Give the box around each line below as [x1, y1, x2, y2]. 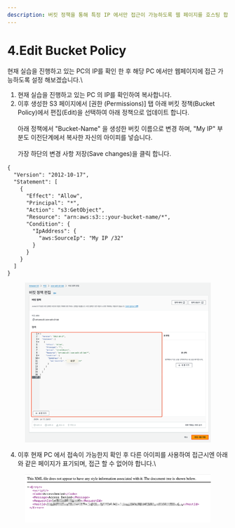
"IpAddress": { [32, 227, 77, 235]
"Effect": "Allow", [25, 192, 83, 200]
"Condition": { [25, 220, 71, 228]
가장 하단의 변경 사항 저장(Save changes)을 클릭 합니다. [17, 149, 172, 157]
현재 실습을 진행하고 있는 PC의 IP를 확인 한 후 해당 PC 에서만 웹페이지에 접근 [7, 67, 216, 75]
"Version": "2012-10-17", [13, 171, 90, 179]
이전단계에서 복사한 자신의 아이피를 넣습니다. [30, 133, 153, 141]
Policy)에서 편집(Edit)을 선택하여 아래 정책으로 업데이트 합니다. [17, 108, 189, 116]
